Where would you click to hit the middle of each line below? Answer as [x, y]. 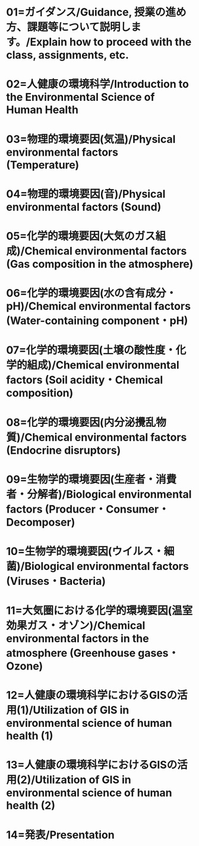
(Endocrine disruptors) [64, 450]
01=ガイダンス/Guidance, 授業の [86, 12]
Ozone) [25, 666]
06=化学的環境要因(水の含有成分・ [91, 293]
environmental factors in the [78, 639]
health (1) [30, 736]
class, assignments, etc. [68, 55]
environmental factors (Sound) [84, 207]
